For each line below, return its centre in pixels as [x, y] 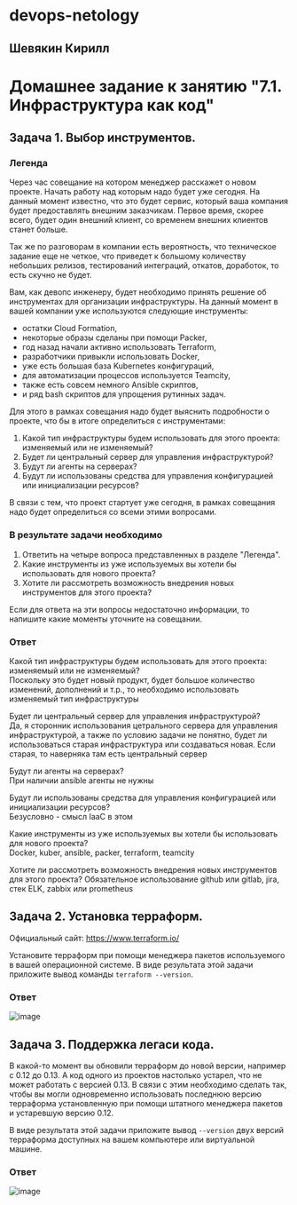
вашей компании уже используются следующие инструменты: [129, 311]
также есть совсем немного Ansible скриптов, [110, 385]
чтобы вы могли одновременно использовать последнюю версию [136, 1094]
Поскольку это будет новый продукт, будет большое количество [132, 680]
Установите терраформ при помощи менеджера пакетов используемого [147, 955]
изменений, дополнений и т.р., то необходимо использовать [124, 690]
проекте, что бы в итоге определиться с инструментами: [117, 421]
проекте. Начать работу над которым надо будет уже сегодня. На [135, 192]
